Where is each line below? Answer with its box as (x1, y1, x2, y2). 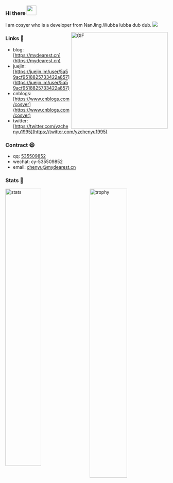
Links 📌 (5, 35, 24, 42)
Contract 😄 (5, 141, 35, 149)
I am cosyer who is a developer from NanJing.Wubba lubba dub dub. (5, 22, 152, 28)
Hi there (5, 9, 26, 16)
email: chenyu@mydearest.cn (12, 164, 76, 170)
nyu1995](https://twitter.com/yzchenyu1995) (12, 129, 108, 135)
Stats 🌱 (5, 176, 24, 184)
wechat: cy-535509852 (12, 158, 63, 165)
